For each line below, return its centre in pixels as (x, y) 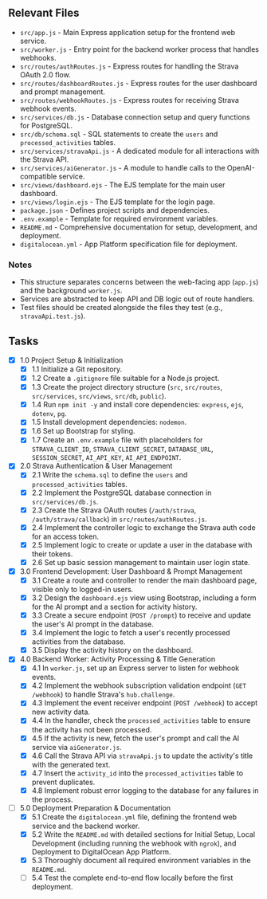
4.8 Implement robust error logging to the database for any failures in (145, 790)
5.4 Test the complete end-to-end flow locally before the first (132, 878)
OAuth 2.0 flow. (45, 74)
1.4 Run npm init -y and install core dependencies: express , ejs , (138, 405)
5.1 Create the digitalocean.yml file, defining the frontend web (134, 817)
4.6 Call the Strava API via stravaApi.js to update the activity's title (142, 756)
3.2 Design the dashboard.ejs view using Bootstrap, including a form (144, 598)
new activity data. (61, 712)
